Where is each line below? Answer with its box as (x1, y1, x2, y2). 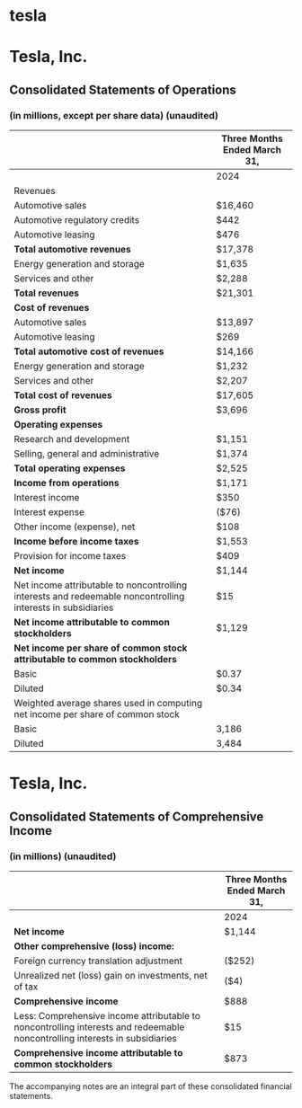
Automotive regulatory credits (13, 214, 140, 226)
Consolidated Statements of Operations (9, 82, 236, 97)
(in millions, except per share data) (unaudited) (9, 109, 218, 121)
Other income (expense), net (13, 520, 136, 533)
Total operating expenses (13, 462, 126, 474)
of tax (13, 980, 39, 993)
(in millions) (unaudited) (9, 850, 117, 863)
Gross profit (13, 403, 67, 416)
